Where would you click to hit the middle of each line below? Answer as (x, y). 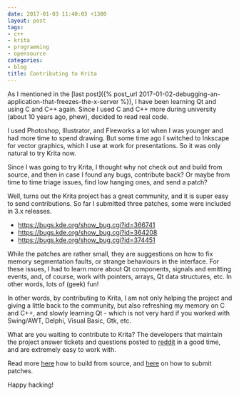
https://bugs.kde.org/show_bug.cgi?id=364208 (87, 232)
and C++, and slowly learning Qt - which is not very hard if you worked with (119, 313)
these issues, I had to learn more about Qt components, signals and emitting (119, 269)
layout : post (27, 21)
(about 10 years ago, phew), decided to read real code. (88, 116)
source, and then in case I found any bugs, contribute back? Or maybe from (119, 174)
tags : (15, 27)
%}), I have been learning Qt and (168, 101)
